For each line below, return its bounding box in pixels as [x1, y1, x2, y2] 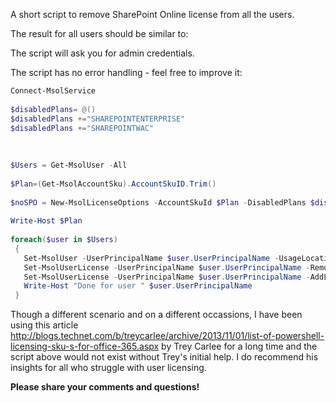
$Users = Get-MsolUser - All [10, 160, 128, 170]
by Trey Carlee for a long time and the [161, 340, 318, 353]
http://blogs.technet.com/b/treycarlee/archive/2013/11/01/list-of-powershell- [10, 330, 325, 342]
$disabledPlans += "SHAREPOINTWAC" [10, 123, 155, 133]
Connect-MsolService [10, 86, 97, 96]
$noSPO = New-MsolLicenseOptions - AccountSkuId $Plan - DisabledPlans [10, 197, 307, 208]
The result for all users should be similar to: [10, 28, 189, 39]
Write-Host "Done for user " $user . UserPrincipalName [23, 281, 253, 291]
